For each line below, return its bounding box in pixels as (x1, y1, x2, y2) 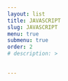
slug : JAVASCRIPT (7, 23, 58, 31)
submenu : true (7, 37, 49, 44)
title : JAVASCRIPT (7, 17, 61, 24)
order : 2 (7, 43, 33, 50)
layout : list (7, 10, 46, 18)
